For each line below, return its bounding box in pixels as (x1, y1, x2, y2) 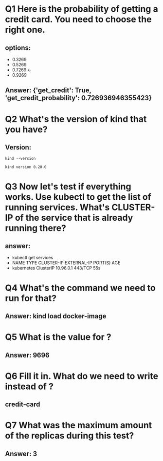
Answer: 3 (5, 449, 37, 458)
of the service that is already (15, 212, 133, 223)
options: (5, 43, 31, 52)
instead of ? (5, 381, 54, 392)
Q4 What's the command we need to (5, 282, 156, 293)
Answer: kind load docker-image (5, 312, 107, 320)
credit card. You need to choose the (5, 14, 152, 25)
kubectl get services (12, 255, 54, 261)
